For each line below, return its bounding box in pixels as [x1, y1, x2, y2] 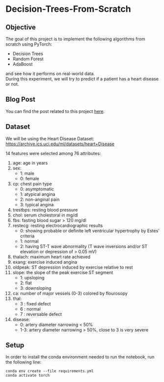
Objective [5, 23, 36, 31]
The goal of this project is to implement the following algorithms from [5, 36, 145, 42]
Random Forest [12, 56, 44, 62]
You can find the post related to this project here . [5, 108, 105, 114]
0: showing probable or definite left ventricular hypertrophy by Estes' [20, 227, 160, 234]
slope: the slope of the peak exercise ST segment [12, 269, 113, 275]
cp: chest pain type [12, 181, 52, 187]
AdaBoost [12, 61, 33, 67]
